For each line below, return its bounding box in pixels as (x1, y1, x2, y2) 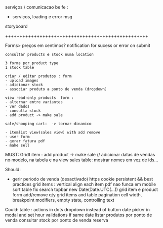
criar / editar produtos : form (5, 74, 72, 79)
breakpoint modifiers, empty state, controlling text (12, 197, 115, 203)
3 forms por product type (5, 61, 58, 66)
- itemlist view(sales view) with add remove (5, 130, 100, 135)
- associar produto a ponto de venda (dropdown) (5, 87, 107, 91)
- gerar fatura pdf (5, 138, 45, 143)
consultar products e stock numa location (5, 52, 94, 57)
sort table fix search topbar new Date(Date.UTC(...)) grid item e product (12, 186, 158, 192)
